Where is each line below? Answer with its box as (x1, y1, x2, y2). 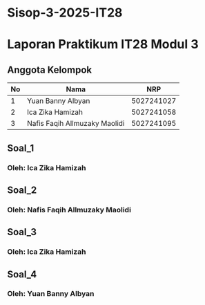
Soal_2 (7, 184, 37, 196)
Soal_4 (7, 268, 37, 280)
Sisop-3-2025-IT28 (7, 5, 123, 21)
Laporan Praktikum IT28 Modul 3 (7, 37, 199, 53)
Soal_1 (7, 142, 35, 154)
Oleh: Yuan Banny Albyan (7, 289, 95, 299)
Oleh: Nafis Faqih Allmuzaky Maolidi (7, 205, 131, 214)
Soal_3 (7, 226, 37, 238)
